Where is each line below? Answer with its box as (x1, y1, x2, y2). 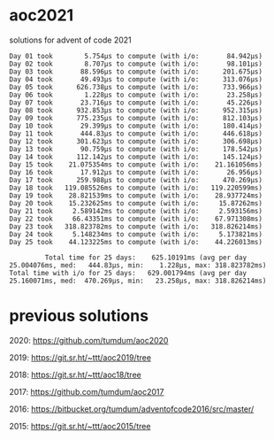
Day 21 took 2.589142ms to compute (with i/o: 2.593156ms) (9, 206, 263, 215)
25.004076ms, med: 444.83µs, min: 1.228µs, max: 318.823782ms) (9, 260, 267, 270)
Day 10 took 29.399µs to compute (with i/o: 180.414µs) (9, 121, 263, 130)
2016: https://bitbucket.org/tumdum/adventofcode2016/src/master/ (9, 404, 255, 414)
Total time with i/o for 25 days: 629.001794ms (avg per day (9, 268, 247, 277)
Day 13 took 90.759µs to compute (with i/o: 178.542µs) (9, 144, 263, 153)
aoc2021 (9, 5, 74, 26)
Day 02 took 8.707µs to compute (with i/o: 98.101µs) (9, 59, 263, 68)
